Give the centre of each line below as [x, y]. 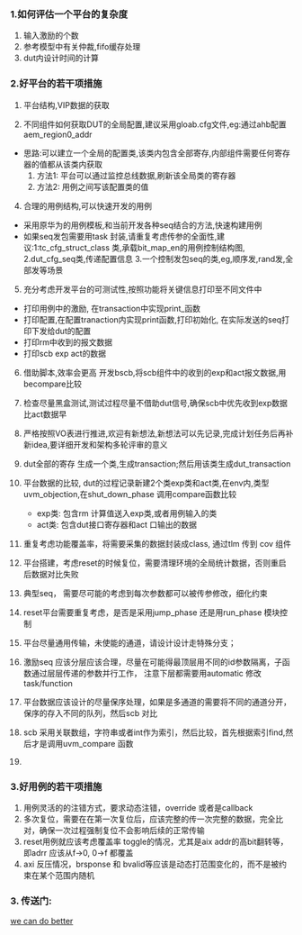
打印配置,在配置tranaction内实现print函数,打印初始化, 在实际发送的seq [152, 319]
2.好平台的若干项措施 [56, 84]
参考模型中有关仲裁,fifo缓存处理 [82, 47]
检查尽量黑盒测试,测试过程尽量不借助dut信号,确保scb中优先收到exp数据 [155, 403]
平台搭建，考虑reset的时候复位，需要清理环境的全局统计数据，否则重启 [155, 563]
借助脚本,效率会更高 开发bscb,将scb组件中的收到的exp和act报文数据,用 [155, 372]
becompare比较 [52, 384]
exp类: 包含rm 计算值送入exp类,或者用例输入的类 [127, 513]
